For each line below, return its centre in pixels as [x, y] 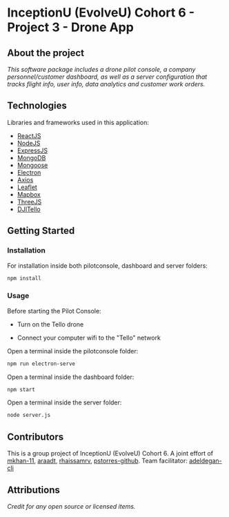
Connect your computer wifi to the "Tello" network [89, 338]
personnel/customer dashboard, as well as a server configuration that [107, 77]
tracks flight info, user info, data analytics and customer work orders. [106, 84]
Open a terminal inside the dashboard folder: [71, 377]
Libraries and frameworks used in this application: [78, 122]
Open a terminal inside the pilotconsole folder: [73, 351]
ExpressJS [32, 150]
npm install [24, 278]
